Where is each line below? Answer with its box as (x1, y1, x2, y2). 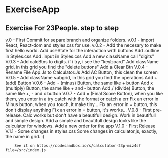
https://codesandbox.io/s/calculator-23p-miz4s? (37, 143, 141, 148)
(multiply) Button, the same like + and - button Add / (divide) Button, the (5, 85, 155, 91)
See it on (14, 143, 35, 148)
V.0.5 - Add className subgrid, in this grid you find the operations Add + (5, 75, 158, 80)
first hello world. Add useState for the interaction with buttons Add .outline (5, 48, 160, 54)
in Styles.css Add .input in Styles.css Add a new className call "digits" (5, 53, 155, 59)
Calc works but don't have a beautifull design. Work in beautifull (23, 112, 156, 118)
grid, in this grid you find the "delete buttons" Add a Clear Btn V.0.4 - (5, 64, 148, 70)
